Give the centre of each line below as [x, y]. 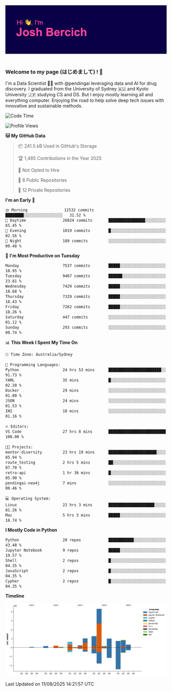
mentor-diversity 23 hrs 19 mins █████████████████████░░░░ [86, 452]
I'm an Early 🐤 [20, 200]
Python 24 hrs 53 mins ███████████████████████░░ [86, 370]
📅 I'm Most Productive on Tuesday [43, 256]
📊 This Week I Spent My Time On [41, 343]
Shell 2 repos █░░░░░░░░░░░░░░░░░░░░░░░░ [86, 561]
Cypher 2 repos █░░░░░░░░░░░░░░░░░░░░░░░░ [86, 581]
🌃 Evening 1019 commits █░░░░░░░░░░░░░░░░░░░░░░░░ [86, 231]
